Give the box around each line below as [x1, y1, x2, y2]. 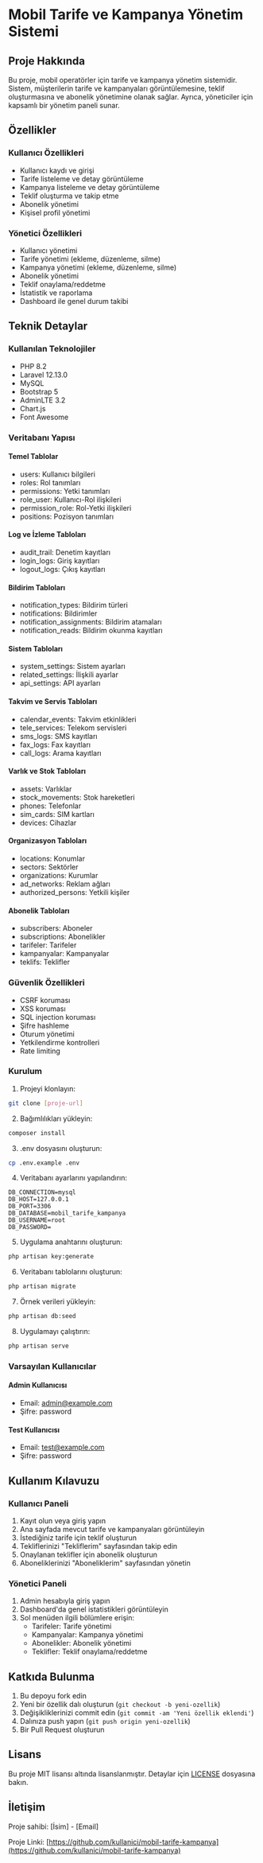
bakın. [8, 1777, 29, 1787]
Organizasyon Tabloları [8, 836, 87, 846]
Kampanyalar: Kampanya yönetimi [31, 1630, 144, 1639]
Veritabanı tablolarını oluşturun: [19, 1267, 123, 1277]
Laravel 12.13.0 [19, 370, 68, 379]
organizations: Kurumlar [19, 871, 99, 881]
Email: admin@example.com [19, 1398, 113, 1408]
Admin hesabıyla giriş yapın [19, 1597, 110, 1606]
